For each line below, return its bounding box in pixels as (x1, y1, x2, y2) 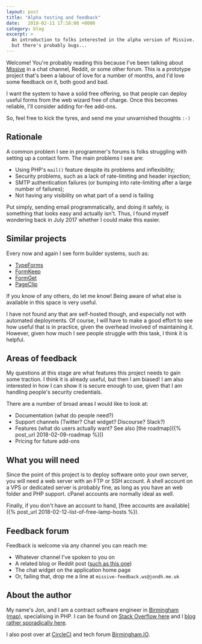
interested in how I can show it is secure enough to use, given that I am (6, 382, 182, 390)
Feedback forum (6, 526, 69, 536)
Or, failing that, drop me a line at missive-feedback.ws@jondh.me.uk (14, 572, 180, 579)
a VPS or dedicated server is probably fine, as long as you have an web (6, 484, 183, 491)
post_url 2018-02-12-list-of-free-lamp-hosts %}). (17, 508, 139, 516)
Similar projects (6, 233, 67, 244)
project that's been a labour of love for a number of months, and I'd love (6, 72, 185, 79)
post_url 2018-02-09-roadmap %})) (14, 431, 104, 438)
